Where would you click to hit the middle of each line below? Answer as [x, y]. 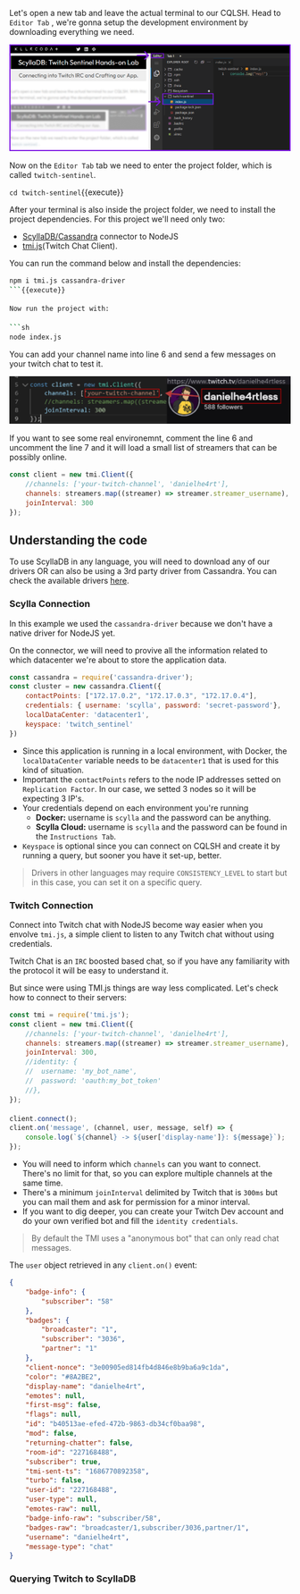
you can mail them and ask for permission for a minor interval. [136, 1202]
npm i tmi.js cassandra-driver [67, 281]
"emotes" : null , [56, 1396]
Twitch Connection [51, 905]
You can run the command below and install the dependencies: [125, 263]
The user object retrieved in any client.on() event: [104, 1265]
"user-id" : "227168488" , [71, 1490]
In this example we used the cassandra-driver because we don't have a [141, 623]
